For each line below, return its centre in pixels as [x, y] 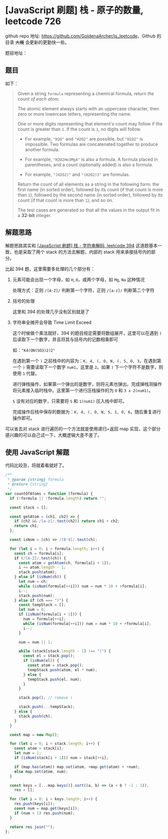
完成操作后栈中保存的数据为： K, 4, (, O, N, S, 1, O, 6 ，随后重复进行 [87, 411]
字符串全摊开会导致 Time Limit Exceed [52, 322]
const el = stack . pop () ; [49, 656]
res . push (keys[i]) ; [35, 804]
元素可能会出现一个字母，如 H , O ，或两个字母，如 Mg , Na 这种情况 [78, 279]
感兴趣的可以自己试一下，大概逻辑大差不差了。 [53, 435]
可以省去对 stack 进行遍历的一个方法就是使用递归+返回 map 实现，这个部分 [83, 429]
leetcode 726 [33, 21]
